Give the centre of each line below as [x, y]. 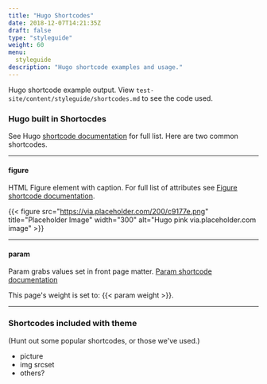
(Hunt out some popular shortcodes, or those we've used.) [104, 340]
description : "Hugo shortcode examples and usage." [95, 67]
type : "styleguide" [41, 38]
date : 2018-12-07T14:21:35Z [55, 23]
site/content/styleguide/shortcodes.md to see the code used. [110, 98]
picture [31, 356]
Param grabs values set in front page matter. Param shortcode [110, 271]
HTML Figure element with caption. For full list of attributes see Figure [123, 188]
